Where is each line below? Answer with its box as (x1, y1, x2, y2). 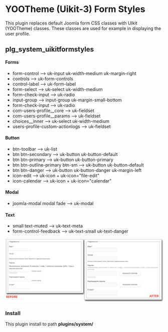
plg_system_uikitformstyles (5, 45, 94, 53)
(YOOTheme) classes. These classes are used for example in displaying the (5, 25, 161, 31)
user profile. (5, 30, 31, 36)
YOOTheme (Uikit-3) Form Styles (5, 3, 145, 15)
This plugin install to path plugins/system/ (5, 321, 94, 327)
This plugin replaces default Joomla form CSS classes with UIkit (5, 20, 138, 26)
